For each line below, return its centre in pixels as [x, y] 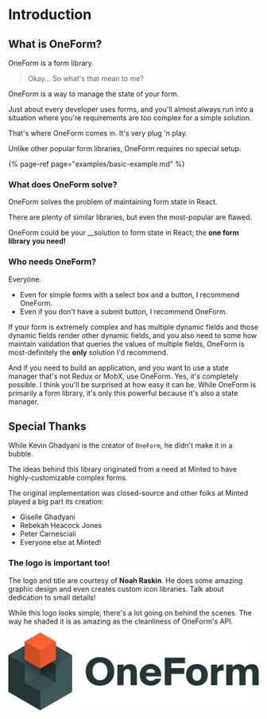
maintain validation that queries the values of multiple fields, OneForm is [126, 344]
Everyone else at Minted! [60, 542]
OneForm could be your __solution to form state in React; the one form [124, 233]
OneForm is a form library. [51, 63]
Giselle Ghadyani [47, 517]
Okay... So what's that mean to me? [86, 78]
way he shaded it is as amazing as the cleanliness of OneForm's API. [121, 621]
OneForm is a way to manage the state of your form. [94, 94]
